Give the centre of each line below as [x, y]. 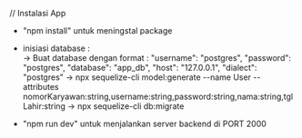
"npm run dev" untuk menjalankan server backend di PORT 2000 [144, 123]
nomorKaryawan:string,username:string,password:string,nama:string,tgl [158, 96]
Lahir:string [44, 106]
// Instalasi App [38, 13]
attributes [40, 87]
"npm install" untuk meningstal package [97, 30]
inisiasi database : [56, 48]
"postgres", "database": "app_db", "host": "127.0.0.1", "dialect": [140, 68]
